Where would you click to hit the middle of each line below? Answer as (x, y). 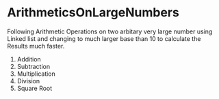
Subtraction (33, 66)
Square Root (35, 88)
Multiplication (36, 74)
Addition (29, 59)
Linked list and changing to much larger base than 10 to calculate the (104, 38)
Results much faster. (36, 46)
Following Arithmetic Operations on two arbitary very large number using (110, 31)
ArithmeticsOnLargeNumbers (93, 13)
